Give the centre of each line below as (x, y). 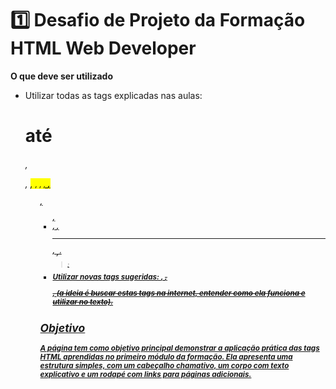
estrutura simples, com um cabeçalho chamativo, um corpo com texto (164, 365)
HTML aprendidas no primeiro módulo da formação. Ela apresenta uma (166, 357)
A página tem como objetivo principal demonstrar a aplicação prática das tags (179, 348)
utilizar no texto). (83, 302)
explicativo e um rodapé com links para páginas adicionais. (145, 374)
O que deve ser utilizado (61, 76)
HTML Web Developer (103, 48)
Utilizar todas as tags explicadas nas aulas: (113, 95)
